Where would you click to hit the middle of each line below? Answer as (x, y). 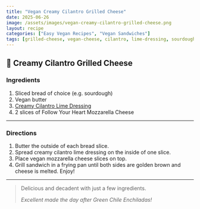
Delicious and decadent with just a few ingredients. (83, 188)
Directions (21, 133)
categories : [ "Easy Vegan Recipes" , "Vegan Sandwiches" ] (78, 34)
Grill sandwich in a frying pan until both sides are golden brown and (98, 164)
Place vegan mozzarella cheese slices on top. (71, 159)
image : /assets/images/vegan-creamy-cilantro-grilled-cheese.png (89, 23)
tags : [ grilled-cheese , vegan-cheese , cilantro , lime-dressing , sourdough (101, 39)
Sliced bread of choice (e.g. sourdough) (64, 93)
